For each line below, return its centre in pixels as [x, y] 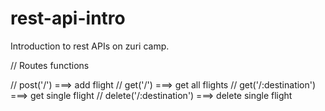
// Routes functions [50, 65]
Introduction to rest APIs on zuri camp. [90, 46]
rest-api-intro [68, 18]
